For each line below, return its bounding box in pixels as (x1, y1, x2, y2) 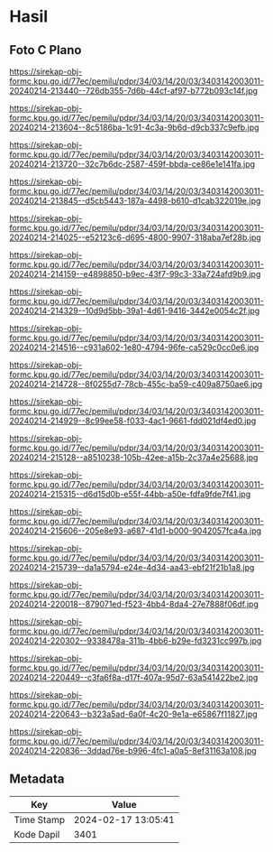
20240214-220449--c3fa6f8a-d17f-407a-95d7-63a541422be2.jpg (9, 672, 259, 682)
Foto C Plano (9, 42, 82, 58)
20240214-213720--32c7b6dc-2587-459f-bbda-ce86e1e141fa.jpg (9, 159, 255, 169)
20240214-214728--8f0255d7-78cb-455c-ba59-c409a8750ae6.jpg (9, 379, 263, 389)
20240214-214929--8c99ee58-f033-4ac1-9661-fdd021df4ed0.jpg (9, 415, 257, 426)
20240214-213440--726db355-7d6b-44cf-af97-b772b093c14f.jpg (9, 86, 259, 96)
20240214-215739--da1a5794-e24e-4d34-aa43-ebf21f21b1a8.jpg (9, 562, 255, 572)
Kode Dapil (14, 828, 60, 840)
